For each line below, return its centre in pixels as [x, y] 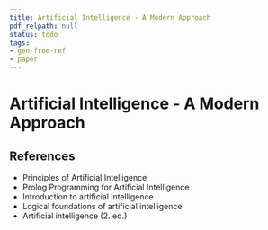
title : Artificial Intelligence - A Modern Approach [110, 18]
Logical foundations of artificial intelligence [102, 206]
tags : [19, 43]
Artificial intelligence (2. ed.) [75, 216]
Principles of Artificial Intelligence [85, 177]
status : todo [34, 34]
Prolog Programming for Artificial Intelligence [106, 187]
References [42, 156]
